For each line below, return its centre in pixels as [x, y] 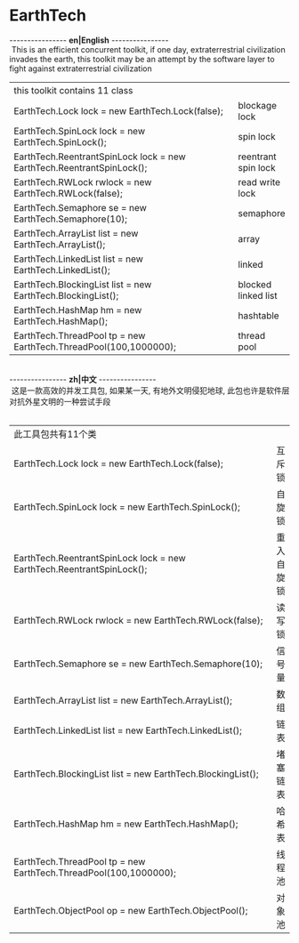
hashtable [259, 316]
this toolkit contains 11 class [73, 90]
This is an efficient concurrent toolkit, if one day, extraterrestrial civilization [149, 49]
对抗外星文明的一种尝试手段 [60, 402]
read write [259, 182]
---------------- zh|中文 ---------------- [83, 380]
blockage [258, 106]
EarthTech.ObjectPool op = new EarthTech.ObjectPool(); [131, 911]
